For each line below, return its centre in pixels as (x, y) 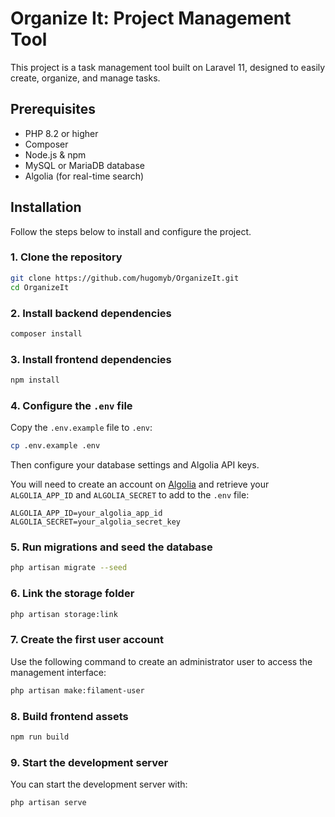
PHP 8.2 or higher (61, 133)
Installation (46, 207)
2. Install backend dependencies (91, 313)
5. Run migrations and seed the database (111, 547)
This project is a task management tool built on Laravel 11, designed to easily (168, 67)
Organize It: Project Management (151, 18)
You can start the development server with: (99, 784)
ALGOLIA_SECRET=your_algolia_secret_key (96, 522)
